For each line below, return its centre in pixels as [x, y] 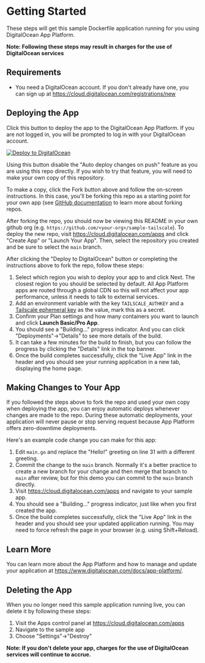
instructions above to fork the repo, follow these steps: [75, 265]
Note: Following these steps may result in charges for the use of [89, 47]
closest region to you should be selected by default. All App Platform [102, 284]
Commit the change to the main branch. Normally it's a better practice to [106, 465]
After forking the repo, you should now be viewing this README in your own [102, 221]
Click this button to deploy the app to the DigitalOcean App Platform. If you [100, 127]
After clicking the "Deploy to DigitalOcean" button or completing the [92, 259]
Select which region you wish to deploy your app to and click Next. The [105, 277]
